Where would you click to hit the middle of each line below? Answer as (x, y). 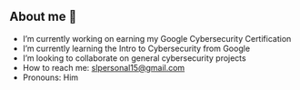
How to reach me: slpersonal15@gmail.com (104, 67)
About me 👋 (43, 17)
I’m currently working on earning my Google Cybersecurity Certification (157, 38)
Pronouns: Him (50, 77)
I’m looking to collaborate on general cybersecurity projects (135, 58)
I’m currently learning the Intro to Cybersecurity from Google (136, 48)
